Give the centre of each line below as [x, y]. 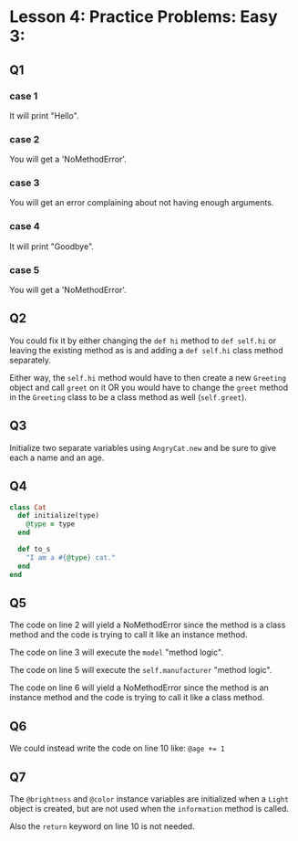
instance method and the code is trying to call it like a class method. [137, 698]
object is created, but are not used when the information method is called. [149, 808]
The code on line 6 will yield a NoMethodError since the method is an [139, 688]
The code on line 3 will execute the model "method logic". [116, 652]
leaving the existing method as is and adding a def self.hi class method [147, 350]
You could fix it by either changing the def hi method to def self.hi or [143, 341]
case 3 [25, 183]
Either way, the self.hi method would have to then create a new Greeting [148, 377]
